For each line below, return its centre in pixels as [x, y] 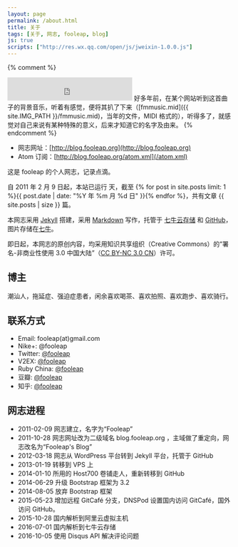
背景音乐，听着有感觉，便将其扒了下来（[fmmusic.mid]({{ [104, 107]
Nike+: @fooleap [42, 346]
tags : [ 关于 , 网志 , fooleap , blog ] [58, 34]
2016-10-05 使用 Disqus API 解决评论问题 [78, 536]
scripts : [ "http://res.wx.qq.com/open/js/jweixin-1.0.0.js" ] [100, 47]
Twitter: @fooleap [44, 353]
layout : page [27, 14]
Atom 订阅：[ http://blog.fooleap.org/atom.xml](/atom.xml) [103, 157]
